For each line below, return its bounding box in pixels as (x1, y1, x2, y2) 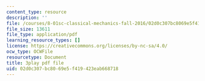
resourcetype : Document (6, 54, 67, 60)
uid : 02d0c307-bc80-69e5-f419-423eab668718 (6, 65, 119, 72)
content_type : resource (6, 9, 67, 15)
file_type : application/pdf (6, 32, 78, 38)
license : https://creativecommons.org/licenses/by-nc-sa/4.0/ (6, 43, 168, 49)
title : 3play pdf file (6, 60, 64, 66)
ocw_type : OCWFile (6, 49, 53, 55)
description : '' (6, 15, 48, 21)
